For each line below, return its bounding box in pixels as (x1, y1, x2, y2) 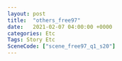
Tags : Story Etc (7, 36, 55, 43)
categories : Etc (7, 29, 55, 37)
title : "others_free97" (7, 17, 81, 24)
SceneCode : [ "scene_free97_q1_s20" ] (7, 43, 116, 50)
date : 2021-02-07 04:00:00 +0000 (7, 23, 113, 30)
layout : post (7, 10, 46, 18)
